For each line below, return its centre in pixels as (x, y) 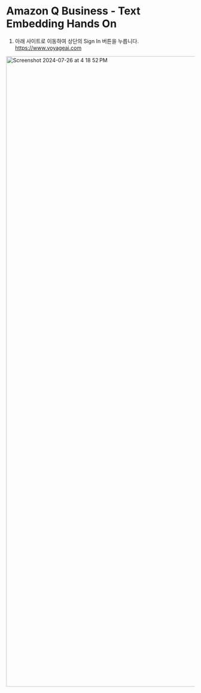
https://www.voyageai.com (48, 48)
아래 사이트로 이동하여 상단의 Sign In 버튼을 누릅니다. (77, 41)
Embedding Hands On (62, 24)
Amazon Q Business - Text (73, 11)
